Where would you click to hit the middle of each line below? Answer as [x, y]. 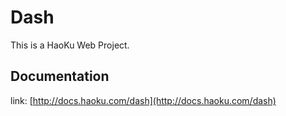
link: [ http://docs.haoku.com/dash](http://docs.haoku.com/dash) [143, 100]
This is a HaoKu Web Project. [70, 45]
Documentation [60, 76]
